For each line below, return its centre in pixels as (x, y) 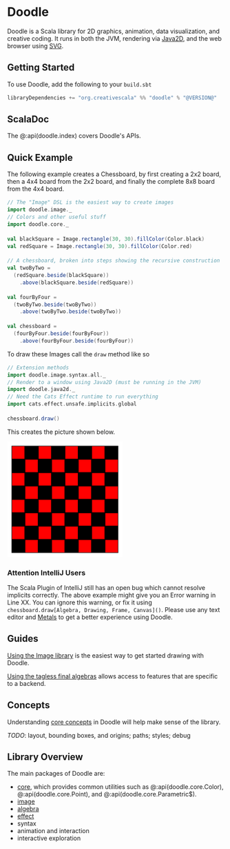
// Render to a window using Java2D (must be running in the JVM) (104, 382)
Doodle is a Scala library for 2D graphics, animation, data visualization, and (114, 31)
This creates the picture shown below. (61, 432)
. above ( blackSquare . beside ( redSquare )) (77, 283)
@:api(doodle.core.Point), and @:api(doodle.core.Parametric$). (107, 794)
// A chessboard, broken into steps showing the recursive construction (114, 261)
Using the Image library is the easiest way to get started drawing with (106, 655)
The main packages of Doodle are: (56, 774)
